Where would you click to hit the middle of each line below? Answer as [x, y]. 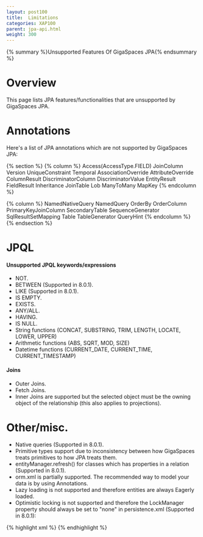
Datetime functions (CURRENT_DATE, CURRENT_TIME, [84, 349]
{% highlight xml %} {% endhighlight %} [57, 527]
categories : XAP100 [31, 23]
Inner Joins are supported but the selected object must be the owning [103, 396]
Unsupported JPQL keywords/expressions [61, 265]
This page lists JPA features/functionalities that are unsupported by [91, 100]
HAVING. [26, 317]
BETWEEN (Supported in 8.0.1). [54, 285]
